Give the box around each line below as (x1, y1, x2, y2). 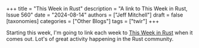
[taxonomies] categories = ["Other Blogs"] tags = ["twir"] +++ (6, 18, 159, 24)
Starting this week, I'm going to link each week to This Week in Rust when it (6, 29, 193, 36)
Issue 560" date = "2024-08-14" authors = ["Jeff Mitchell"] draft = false (6, 11, 183, 18)
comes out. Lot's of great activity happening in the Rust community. (6, 36, 174, 42)
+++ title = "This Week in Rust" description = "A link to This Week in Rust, (6, 5, 188, 12)
